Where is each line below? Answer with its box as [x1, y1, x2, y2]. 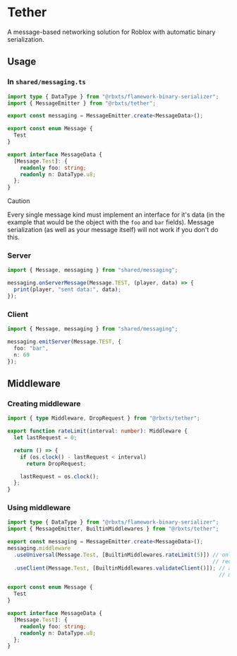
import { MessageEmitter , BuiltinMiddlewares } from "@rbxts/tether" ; [7, 525, 219, 533]
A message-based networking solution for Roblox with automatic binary [7, 28, 216, 36]
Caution [7, 197, 30, 205]
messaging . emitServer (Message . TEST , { [7, 338, 121, 345]
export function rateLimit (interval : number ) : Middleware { [7, 427, 188, 435]
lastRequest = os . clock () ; [20, 473, 99, 480]
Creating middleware [7, 398, 81, 408]
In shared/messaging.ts [7, 77, 86, 87]
